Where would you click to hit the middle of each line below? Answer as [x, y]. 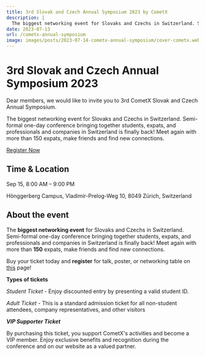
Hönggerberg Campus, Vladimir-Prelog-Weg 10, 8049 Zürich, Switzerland [99, 195]
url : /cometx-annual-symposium [46, 35]
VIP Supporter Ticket [34, 321]
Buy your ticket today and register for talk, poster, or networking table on [98, 261]
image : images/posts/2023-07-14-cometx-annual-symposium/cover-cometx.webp [105, 40]
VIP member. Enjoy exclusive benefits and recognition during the [88, 340]
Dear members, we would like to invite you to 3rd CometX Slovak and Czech [102, 100]
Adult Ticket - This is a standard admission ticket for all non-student [92, 303]
